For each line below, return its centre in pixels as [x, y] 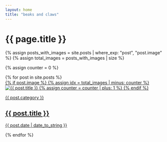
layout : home [19, 10]
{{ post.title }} [27, 113]
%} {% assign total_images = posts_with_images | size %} [65, 58]
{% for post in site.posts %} [34, 77]
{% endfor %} [19, 135]
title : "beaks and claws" [32, 14]
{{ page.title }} [36, 39]
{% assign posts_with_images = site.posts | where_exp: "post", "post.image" [83, 53]
